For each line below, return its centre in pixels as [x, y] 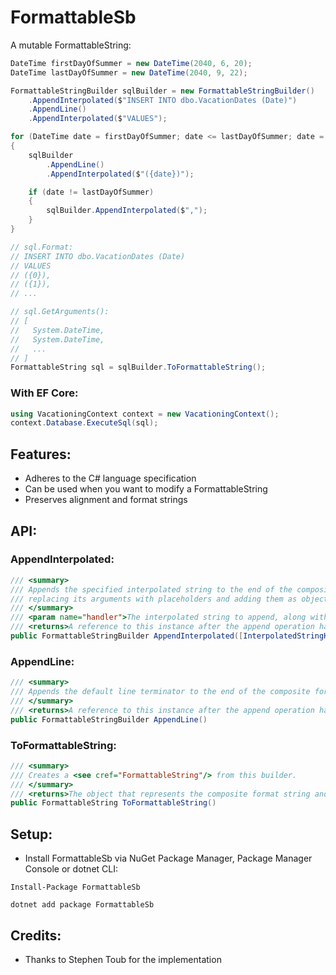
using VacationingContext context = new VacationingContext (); [145, 414]
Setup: [31, 834]
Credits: [36, 935]
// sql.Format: [42, 247]
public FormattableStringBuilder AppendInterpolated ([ [127, 636]
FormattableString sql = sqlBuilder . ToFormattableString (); [138, 367]
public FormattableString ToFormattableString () [113, 803]
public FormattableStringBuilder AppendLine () [109, 719]
